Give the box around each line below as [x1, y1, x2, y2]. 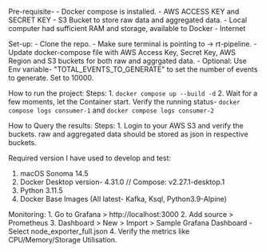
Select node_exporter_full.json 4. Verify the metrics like [8, 226, 190, 236]
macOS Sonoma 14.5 [19, 169, 89, 178]
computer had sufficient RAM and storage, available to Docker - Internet [8, 24, 246, 33]
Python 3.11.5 [19, 186, 63, 195]
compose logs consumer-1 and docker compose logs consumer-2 [8, 105, 215, 115]
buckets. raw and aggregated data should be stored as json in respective [8, 129, 249, 139]
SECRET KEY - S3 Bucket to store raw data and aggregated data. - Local [8, 15, 248, 25]
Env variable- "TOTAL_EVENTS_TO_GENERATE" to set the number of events [8, 65, 258, 74]
